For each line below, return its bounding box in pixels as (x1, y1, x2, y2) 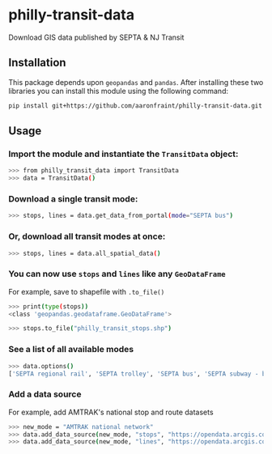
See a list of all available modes (8, 344, 134, 355)
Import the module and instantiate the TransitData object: (8, 148, 239, 159)
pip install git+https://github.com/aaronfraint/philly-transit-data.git (8, 101, 263, 110)
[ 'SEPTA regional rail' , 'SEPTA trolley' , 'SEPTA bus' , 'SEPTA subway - (8, 370, 259, 378)
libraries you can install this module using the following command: (8, 86, 229, 95)
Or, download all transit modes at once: (8, 231, 166, 242)
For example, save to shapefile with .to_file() (8, 286, 165, 296)
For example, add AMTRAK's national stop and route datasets (8, 407, 214, 417)
